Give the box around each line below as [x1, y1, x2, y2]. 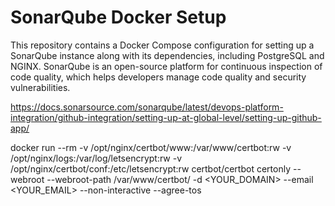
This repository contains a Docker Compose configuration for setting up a [10, 39, 315, 51]
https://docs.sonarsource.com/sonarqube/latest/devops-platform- [10, 101, 284, 113]
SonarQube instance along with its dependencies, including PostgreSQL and [10, 49, 325, 61]
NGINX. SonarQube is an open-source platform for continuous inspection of [10, 60, 323, 72]
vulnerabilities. [10, 81, 71, 93]
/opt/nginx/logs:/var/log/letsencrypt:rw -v [10, 152, 183, 164]
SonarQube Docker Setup [10, 6, 227, 29]
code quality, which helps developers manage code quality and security [10, 71, 307, 83]
